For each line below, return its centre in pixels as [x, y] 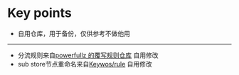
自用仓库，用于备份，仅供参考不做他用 [74, 33]
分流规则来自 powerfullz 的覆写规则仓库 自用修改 [88, 55]
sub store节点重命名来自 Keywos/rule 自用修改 [85, 64]
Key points [40, 13]
